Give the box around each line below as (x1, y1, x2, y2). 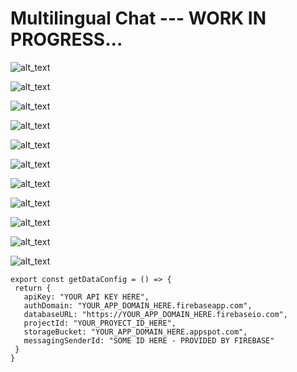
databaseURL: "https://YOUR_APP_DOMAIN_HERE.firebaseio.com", (23, 309, 288, 319)
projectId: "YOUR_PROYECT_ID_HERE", (23, 318, 177, 328)
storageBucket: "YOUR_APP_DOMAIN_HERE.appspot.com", (23, 327, 248, 337)
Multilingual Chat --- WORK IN (10, 7, 267, 30)
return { (14, 283, 52, 293)
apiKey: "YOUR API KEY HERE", (23, 292, 150, 302)
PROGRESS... (10, 28, 123, 51)
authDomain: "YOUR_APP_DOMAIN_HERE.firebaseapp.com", (23, 300, 253, 311)
